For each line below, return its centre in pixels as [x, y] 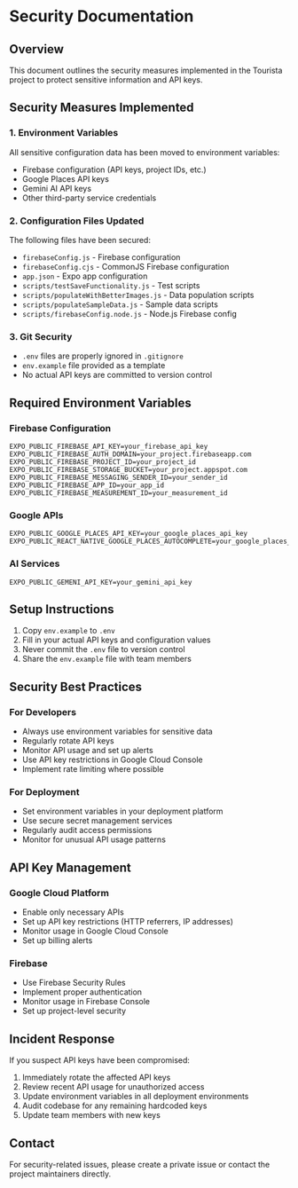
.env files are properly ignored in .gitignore [102, 356]
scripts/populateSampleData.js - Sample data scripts [120, 304]
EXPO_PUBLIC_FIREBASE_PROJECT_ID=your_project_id [103, 462]
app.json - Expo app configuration [85, 276]
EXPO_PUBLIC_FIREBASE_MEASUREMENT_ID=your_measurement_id [118, 493]
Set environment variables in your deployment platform [122, 811]
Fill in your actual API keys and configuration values [116, 640]
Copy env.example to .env [68, 631]
